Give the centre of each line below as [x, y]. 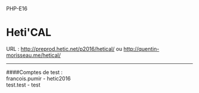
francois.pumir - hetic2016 [38, 78]
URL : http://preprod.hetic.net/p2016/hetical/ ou [64, 49]
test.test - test [23, 85]
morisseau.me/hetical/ [33, 55]
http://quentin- [142, 49]
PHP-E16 [17, 9]
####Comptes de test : [35, 72]
